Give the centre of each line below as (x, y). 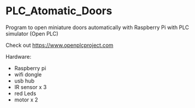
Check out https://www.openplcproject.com (60, 45)
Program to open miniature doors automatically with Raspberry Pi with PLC (97, 27)
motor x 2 (26, 100)
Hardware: (18, 56)
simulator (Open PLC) (32, 33)
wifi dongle (28, 74)
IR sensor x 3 (30, 87)
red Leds (25, 93)
